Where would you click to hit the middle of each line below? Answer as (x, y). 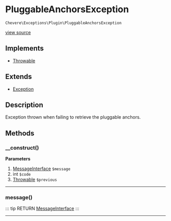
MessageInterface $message (41, 169)
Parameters (18, 159)
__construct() (22, 148)
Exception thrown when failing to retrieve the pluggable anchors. (73, 117)
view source (18, 32)
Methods (20, 133)
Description (24, 105)
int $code (22, 174)
